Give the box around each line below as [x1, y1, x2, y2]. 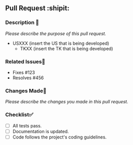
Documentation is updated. [12, 128, 69, 134]
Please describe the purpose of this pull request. [5, 30, 107, 37]
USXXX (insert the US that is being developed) [12, 40, 109, 46]
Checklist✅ [5, 111, 34, 118]
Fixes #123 [12, 69, 35, 75]
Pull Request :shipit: [5, 4, 70, 13]
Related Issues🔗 [5, 58, 45, 65]
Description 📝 [5, 19, 39, 26]
